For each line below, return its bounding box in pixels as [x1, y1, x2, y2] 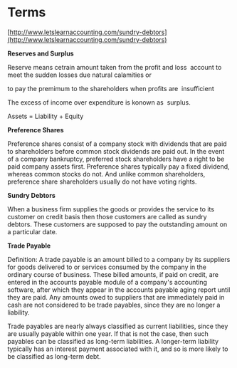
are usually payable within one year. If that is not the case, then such [7, 329, 209, 338]
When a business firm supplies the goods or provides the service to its [7, 204, 215, 214]
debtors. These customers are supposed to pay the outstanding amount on [7, 220, 228, 228]
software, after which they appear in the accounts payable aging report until [7, 285, 231, 294]
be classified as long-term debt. [7, 352, 101, 360]
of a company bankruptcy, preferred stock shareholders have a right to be [7, 154, 225, 163]
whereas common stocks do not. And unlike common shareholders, [7, 169, 206, 178]
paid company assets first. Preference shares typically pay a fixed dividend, [7, 162, 230, 171]
